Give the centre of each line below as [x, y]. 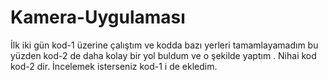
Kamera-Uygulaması [98, 17]
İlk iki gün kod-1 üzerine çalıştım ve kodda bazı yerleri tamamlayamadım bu [164, 45]
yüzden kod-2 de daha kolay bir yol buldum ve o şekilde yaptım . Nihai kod [163, 55]
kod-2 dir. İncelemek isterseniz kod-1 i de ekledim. [114, 66]
